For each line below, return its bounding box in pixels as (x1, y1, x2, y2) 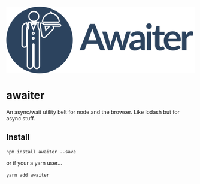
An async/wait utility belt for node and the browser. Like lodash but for (6, 108, 180, 116)
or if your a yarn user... (6, 159, 63, 167)
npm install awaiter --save (6, 149, 77, 155)
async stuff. (6, 114, 35, 122)
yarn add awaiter (6, 172, 50, 179)
